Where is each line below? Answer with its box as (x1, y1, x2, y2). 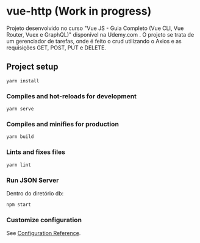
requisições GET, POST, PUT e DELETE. (6, 44, 107, 51)
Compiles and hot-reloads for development (6, 92, 137, 100)
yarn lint (6, 162, 32, 168)
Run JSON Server (6, 176, 59, 184)
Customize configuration (6, 216, 82, 224)
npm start (6, 201, 32, 208)
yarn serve (6, 106, 34, 112)
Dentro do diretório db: (6, 189, 64, 197)
